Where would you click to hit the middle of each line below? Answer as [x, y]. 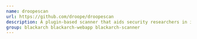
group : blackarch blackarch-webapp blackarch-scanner [73, 27]
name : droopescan [27, 11]
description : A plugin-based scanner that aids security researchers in [97, 22]
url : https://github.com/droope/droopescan [60, 17]
